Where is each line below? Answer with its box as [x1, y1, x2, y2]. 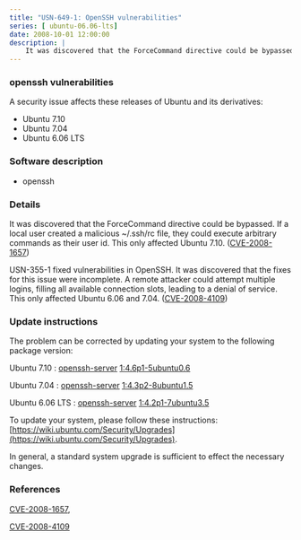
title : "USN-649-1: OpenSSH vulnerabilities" [9, 13, 182, 22]
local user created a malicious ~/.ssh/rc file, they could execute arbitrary [9, 228, 278, 239]
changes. [9, 461, 44, 472]
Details [9, 198, 41, 211]
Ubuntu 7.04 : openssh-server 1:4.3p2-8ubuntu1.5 [9, 380, 193, 391]
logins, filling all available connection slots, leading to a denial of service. [9, 283, 278, 294]
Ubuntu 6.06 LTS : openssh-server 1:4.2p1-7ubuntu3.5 [9, 397, 210, 408]
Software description [9, 155, 104, 168]
